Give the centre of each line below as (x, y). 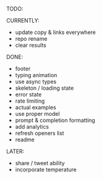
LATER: (15, 151)
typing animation (36, 75)
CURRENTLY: (23, 20)
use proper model (37, 114)
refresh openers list (39, 133)
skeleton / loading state (44, 88)
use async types (36, 82)
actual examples (36, 107)
